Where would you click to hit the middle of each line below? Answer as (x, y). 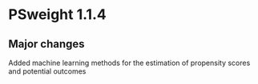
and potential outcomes (47, 71)
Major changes (47, 44)
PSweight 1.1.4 (57, 15)
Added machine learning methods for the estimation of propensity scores (129, 63)
